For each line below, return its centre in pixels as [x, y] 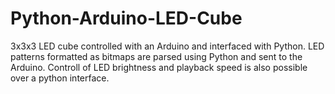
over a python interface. [60, 78]
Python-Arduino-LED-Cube [126, 18]
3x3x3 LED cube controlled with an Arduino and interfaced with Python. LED [167, 46]
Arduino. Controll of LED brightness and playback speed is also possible [159, 67]
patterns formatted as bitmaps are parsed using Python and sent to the [156, 56]
